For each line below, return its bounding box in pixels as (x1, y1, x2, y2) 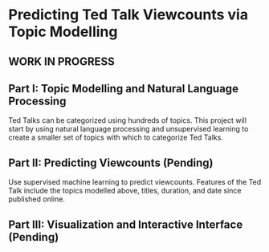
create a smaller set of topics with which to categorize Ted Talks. (8, 132, 223, 142)
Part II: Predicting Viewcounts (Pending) (8, 156, 214, 169)
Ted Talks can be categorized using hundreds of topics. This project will (8, 116, 247, 125)
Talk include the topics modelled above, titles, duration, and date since (8, 186, 242, 196)
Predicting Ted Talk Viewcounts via (8, 6, 249, 24)
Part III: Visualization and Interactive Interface (8, 217, 243, 231)
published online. (8, 194, 66, 204)
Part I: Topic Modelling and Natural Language (8, 82, 239, 96)
